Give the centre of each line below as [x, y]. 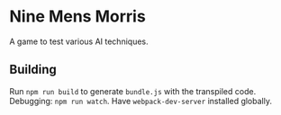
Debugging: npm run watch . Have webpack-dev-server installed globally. [141, 101]
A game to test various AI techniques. [79, 41]
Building [33, 70]
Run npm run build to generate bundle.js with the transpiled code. [133, 91]
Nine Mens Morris [77, 17]
